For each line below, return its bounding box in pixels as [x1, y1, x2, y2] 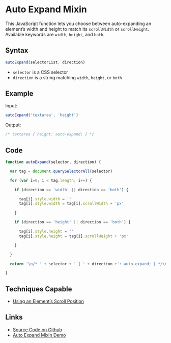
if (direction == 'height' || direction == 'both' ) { [14, 220, 131, 225]
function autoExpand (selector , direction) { [5, 159, 101, 165]
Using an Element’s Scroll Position [12, 298, 84, 305]
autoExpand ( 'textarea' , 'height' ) [5, 112, 79, 118]
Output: [5, 122, 21, 128]
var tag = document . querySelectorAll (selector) [10, 169, 113, 174]
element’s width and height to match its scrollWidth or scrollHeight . [5, 26, 150, 32]
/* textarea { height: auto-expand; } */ [5, 132, 95, 137]
